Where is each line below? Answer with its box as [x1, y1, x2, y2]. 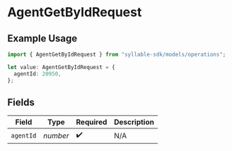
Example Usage [7, 32, 78, 44]
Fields [7, 96, 35, 108]
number [43, 131, 69, 140]
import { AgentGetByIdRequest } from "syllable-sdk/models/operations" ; [7, 51, 226, 58]
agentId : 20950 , [13, 70, 62, 78]
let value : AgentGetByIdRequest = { [7, 64, 115, 71]
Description [114, 117, 154, 127]
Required [76, 117, 108, 127]
